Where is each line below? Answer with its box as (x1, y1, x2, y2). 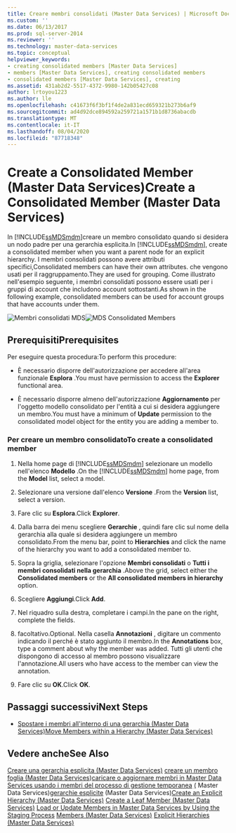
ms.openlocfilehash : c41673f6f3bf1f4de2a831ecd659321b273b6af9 (7, 102, 197, 109)
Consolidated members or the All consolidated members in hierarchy (17, 574, 223, 582)
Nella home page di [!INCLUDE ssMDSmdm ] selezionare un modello (17, 460, 213, 468)
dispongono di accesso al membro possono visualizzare (17, 652, 181, 661)
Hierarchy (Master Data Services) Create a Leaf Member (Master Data (7, 796, 211, 804)
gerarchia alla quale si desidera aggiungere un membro (17, 530, 178, 538)
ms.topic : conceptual (7, 50, 71, 57)
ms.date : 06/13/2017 (7, 23, 68, 30)
